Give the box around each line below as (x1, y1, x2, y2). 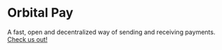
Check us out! (7, 35, 48, 43)
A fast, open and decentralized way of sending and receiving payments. (7, 28, 216, 36)
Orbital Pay (7, 5, 74, 21)
